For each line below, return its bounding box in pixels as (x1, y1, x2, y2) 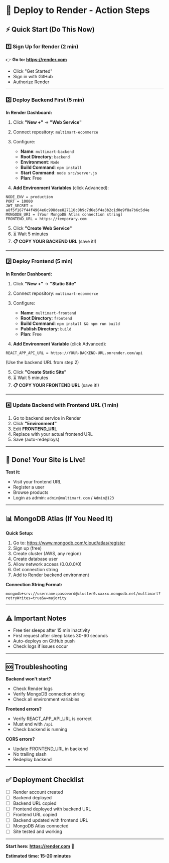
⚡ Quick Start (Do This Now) (6, 25, 95, 34)
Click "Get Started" (13, 68, 53, 74)
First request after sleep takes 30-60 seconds (13, 633, 108, 639)
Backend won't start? (6, 676, 52, 682)
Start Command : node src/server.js (20, 170, 97, 176)
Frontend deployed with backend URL (13, 806, 91, 812)
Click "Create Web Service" (13, 225, 72, 231)
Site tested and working (13, 828, 62, 834)
